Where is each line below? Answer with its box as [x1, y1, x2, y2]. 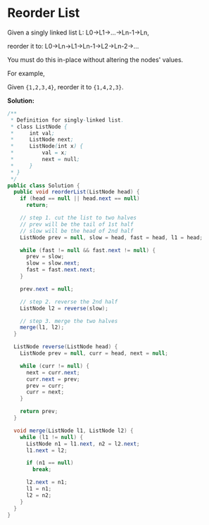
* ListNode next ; [10, 136, 74, 144]
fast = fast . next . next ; [25, 266, 96, 274]
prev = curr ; [25, 382, 65, 389]
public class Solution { [7, 182, 80, 189]
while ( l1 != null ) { [20, 434, 83, 441]
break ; [32, 466, 52, 473]
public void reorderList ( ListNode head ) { [13, 189, 140, 196]
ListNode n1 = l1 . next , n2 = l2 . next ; [25, 440, 140, 448]
